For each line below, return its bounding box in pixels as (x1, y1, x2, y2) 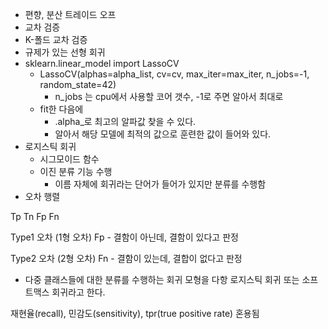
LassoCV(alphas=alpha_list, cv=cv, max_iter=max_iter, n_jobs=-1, (39, 68, 310, 80)
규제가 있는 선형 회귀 (24, 46, 106, 58)
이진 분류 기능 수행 (39, 166, 113, 177)
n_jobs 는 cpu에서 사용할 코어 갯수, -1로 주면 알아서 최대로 (54, 91, 284, 102)
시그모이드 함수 (39, 153, 100, 165)
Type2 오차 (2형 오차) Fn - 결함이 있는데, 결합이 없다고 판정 (10, 253, 243, 264)
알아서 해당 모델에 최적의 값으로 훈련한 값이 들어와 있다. (54, 128, 272, 140)
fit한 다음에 (39, 103, 84, 115)
